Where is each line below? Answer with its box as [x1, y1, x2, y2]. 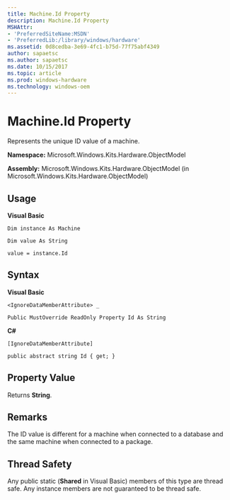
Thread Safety [7, 458, 72, 470]
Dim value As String [7, 238, 69, 245]
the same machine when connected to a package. [7, 438, 154, 446]
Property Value [7, 372, 76, 384]
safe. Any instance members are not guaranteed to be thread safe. [7, 484, 202, 493]
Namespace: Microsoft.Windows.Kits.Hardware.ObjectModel [7, 150, 186, 160]
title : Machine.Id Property [7, 10, 91, 18]
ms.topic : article [7, 70, 62, 77]
